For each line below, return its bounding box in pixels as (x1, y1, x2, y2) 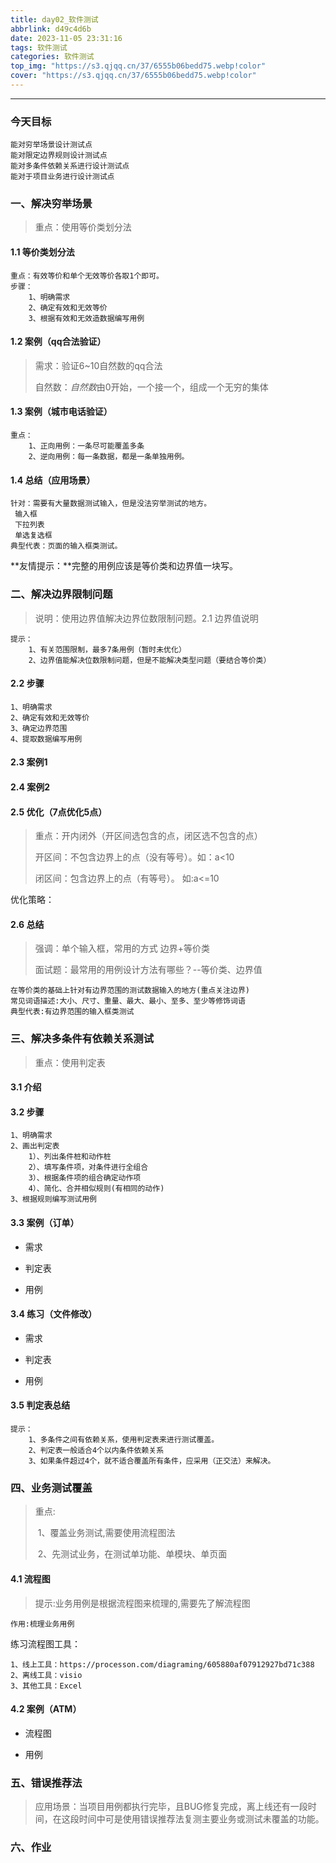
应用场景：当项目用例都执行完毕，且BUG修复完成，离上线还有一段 (34, 1801, 308, 1813)
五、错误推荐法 (10, 1776, 83, 1790)
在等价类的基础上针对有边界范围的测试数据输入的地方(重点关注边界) (10, 986, 250, 996)
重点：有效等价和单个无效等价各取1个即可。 (10, 271, 164, 281)
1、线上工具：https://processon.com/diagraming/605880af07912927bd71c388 (10, 1659, 315, 1670)
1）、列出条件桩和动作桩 (28, 1152, 112, 1162)
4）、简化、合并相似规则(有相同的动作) (28, 1184, 165, 1194)
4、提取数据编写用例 (10, 734, 83, 744)
